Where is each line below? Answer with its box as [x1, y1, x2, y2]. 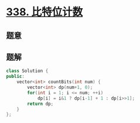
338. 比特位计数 [6, 5, 83, 19]
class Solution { [6, 68, 49, 74]
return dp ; [27, 101, 54, 107]
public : [6, 74, 25, 80]
